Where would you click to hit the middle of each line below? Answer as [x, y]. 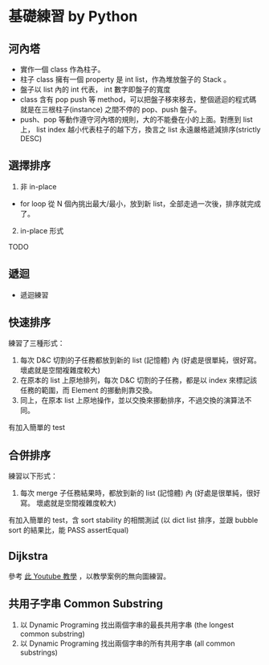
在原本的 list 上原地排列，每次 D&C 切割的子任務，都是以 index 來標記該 [139, 380]
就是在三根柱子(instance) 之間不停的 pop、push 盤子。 [110, 109]
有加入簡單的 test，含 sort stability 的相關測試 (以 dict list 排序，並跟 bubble [133, 520]
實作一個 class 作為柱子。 [62, 69]
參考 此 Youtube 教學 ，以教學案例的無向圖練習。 [90, 576]
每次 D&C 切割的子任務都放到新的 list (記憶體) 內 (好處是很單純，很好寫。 [140, 360]
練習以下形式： [33, 476]
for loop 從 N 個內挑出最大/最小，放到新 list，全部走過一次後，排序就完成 [141, 203]
